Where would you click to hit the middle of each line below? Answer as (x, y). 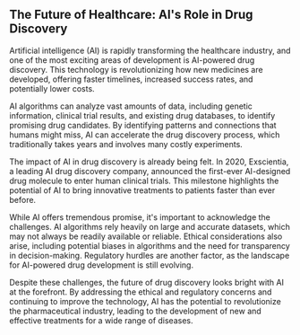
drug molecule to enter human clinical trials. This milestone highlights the (144, 181)
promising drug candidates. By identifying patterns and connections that (143, 125)
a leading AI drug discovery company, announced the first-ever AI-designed (150, 171)
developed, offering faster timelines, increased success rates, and (131, 79)
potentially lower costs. (52, 88)
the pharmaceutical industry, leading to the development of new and (135, 311)
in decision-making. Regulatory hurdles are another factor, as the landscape (150, 255)
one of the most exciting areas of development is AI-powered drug (132, 60)
